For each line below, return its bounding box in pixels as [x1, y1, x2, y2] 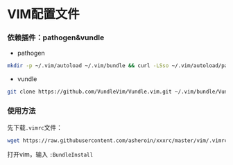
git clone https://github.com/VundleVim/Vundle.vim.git [7, 88, 172, 96]
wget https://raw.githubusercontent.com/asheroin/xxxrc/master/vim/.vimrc [7, 137, 228, 144]
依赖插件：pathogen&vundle [7, 33, 105, 42]
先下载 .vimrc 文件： [7, 123, 62, 132]
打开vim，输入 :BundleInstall [7, 150, 94, 159]
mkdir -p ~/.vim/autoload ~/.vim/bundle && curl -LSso [7, 62, 169, 69]
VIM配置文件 [7, 6, 80, 22]
